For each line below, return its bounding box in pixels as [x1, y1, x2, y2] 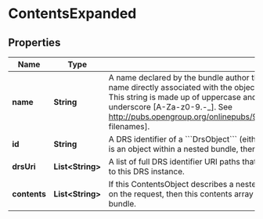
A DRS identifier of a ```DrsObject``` [108, 134, 237, 145]
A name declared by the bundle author [108, 72, 250, 83]
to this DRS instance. [108, 166, 186, 177]
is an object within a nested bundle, [108, 144, 239, 154]
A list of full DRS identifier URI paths [108, 156, 240, 167]
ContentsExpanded [8, 5, 137, 23]
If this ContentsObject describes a [108, 179, 234, 189]
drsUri [12, 161, 37, 172]
